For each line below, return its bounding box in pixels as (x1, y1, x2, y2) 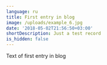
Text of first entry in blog (6, 53, 66, 59)
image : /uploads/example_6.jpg (6, 19, 83, 25)
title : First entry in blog (6, 14, 75, 20)
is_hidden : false (6, 36, 49, 42)
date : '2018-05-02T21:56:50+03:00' (6, 25, 93, 31)
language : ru (6, 8, 38, 15)
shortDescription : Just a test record (6, 31, 101, 37)
